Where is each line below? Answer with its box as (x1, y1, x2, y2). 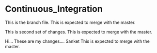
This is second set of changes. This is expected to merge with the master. (5, 29, 153, 35)
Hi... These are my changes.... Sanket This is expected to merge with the (5, 38, 150, 44)
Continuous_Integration (5, 3, 103, 15)
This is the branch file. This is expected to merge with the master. (5, 19, 136, 25)
